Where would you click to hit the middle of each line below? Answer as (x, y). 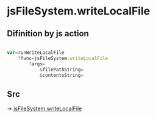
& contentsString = (62, 75)
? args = (37, 64)
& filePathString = (62, 70)
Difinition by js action (48, 34)
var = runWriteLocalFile (36, 53)
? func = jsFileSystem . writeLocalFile (63, 58)
